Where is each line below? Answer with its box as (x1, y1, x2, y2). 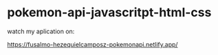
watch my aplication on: (7, 27, 75, 35)
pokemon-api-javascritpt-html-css (7, 5, 212, 20)
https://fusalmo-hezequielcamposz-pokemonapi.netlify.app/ (7, 40, 178, 48)
